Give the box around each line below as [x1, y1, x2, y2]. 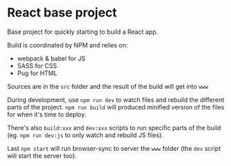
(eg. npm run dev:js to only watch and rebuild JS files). [7, 131, 164, 139]
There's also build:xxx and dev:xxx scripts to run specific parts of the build [7, 123, 221, 132]
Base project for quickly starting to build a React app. [7, 28, 159, 36]
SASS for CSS [17, 61, 57, 70]
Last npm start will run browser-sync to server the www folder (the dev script [7, 144, 221, 152]
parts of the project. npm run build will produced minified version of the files [7, 103, 225, 111]
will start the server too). [7, 152, 77, 160]
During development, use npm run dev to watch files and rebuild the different [7, 95, 224, 104]
